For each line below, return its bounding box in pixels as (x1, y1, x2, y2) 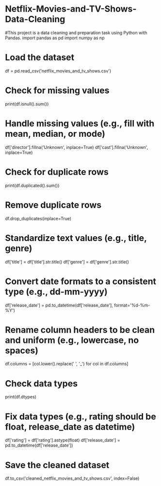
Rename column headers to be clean (5, 324, 155, 335)
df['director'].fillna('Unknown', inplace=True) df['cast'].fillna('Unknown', (5, 144, 148, 150)
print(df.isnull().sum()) (5, 101, 49, 107)
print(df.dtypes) (5, 394, 36, 400)
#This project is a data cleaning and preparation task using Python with (5, 30, 147, 35)
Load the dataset (5, 52, 75, 63)
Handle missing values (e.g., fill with (5, 118, 155, 129)
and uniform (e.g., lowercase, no (5, 335, 139, 345)
